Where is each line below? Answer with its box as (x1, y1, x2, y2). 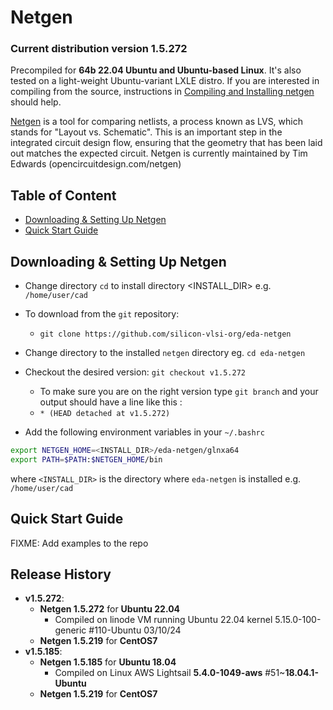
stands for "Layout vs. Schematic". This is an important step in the (10, 126, 283, 138)
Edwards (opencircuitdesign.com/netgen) (10, 158, 182, 170)
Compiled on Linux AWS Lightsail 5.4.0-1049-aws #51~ (54, 667, 286, 679)
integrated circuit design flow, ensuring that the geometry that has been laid (10, 137, 323, 149)
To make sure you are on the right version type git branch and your (39, 386, 319, 398)
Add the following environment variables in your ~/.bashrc (24, 426, 265, 438)
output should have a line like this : (39, 396, 183, 408)
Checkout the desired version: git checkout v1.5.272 (24, 366, 246, 378)
